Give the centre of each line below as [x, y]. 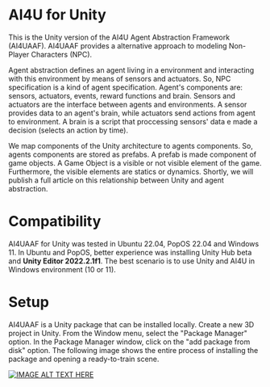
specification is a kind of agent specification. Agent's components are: [126, 87]
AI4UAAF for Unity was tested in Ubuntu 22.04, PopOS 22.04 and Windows [134, 243]
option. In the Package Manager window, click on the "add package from [129, 342]
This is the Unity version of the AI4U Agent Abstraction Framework [119, 37]
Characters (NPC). [62, 54]
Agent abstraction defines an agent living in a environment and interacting [131, 69]
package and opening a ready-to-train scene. [84, 359]
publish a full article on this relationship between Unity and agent [116, 180]
